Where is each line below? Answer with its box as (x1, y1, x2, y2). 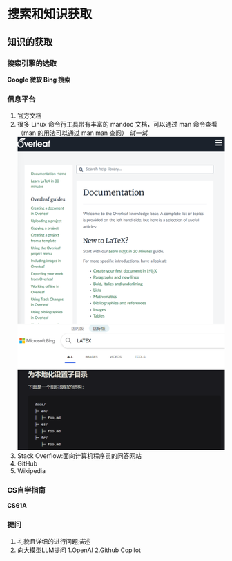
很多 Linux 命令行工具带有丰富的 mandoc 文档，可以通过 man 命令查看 (17, 120, 217, 129)
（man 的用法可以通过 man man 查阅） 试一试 (17, 129, 148, 137)
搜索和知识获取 (7, 6, 93, 22)
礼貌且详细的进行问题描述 (17, 537, 90, 545)
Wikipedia (17, 467, 46, 475)
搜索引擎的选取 (7, 58, 57, 68)
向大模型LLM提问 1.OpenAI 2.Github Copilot (17, 546, 142, 554)
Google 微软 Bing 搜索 (7, 75, 70, 84)
